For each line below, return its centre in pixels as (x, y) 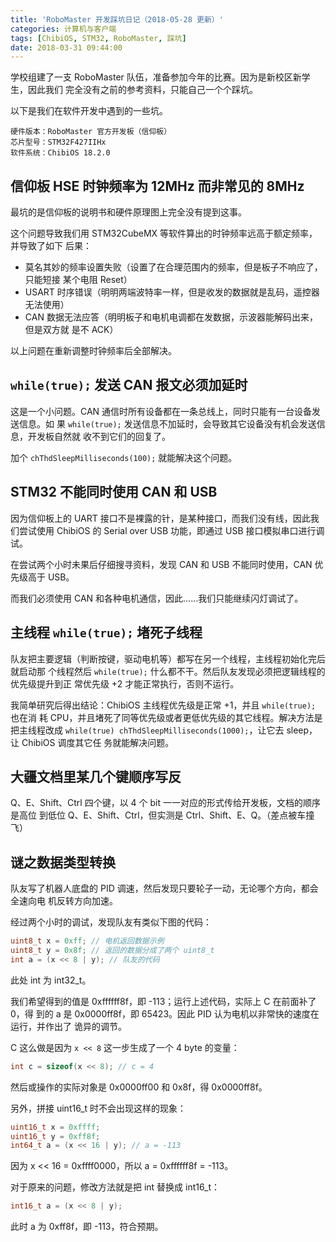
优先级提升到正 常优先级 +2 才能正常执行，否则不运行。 (125, 683)
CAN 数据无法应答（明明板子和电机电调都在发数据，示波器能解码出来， (171, 317)
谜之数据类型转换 (63, 862)
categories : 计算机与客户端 (63, 29)
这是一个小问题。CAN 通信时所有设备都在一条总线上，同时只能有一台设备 (161, 411)
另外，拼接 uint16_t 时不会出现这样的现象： (98, 1108)
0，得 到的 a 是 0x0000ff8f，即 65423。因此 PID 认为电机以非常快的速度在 (165, 1013)
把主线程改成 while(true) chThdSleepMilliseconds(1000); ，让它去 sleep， (164, 730)
